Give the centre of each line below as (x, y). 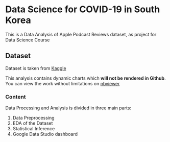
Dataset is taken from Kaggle (36, 68)
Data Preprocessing (33, 118)
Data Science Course (28, 40)
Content (16, 97)
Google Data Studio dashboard (45, 134)
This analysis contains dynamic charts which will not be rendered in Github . (86, 78)
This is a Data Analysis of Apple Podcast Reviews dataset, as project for (81, 34)
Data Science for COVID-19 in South (83, 9)
